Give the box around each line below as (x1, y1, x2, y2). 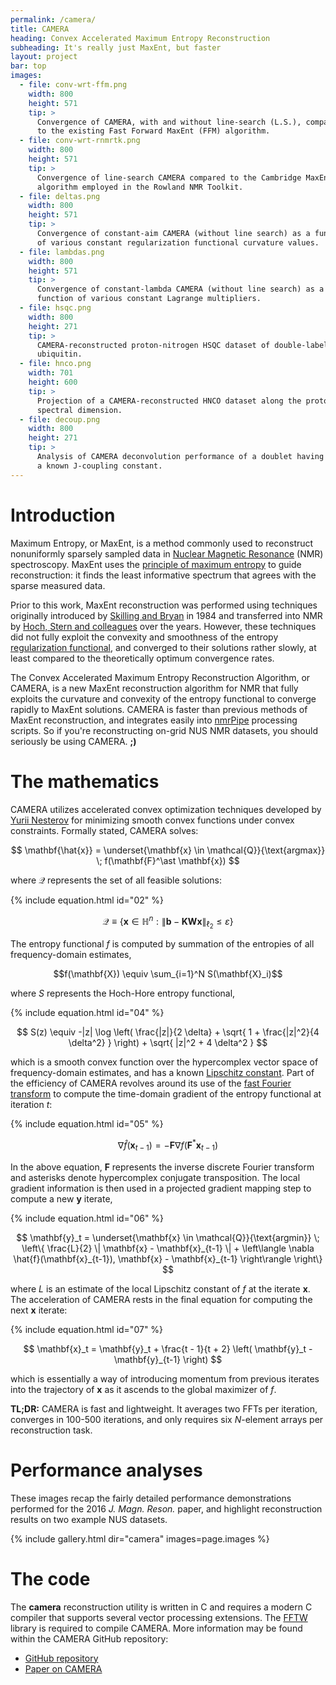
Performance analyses (10, 1459, 203, 1481)
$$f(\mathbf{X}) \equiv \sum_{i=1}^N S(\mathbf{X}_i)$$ (53, 968, 283, 980)
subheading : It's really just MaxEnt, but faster (10, 42, 222, 53)
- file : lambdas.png (19, 247, 105, 257)
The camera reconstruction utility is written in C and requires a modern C (10, 1601, 313, 1613)
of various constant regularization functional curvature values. (36, 237, 320, 248)
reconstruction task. (10, 1424, 93, 1436)
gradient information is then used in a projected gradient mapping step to (10, 1182, 312, 1194)
